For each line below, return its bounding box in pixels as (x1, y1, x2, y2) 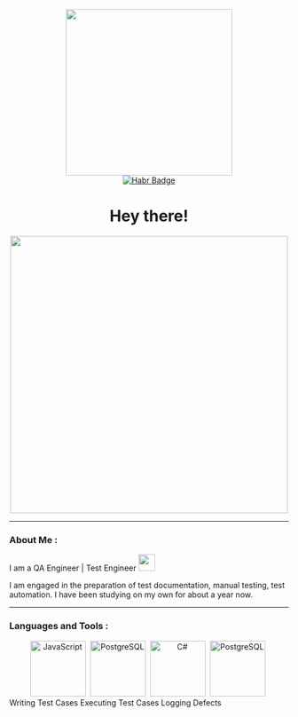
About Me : (9, 533, 58, 546)
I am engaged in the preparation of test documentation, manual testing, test (9, 580, 286, 591)
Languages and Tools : (9, 620, 109, 633)
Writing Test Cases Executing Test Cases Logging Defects (9, 697, 222, 708)
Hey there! (109, 206, 189, 226)
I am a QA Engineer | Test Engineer (9, 563, 137, 573)
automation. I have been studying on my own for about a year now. (9, 589, 253, 600)
